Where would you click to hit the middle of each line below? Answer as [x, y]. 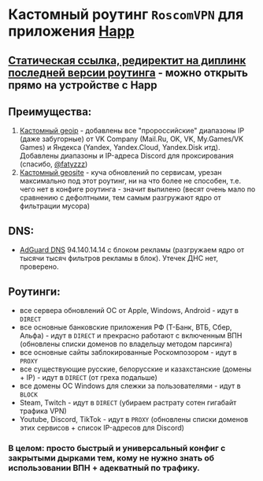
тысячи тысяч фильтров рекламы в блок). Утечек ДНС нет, [119, 259]
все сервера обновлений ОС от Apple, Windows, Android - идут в [129, 311]
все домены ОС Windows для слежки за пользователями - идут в [130, 386]
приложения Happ [72, 31]
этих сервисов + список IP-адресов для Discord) [102, 428]
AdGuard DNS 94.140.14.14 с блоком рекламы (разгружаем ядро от [132, 250]
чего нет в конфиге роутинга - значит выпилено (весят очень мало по [137, 189]
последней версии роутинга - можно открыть [128, 73]
